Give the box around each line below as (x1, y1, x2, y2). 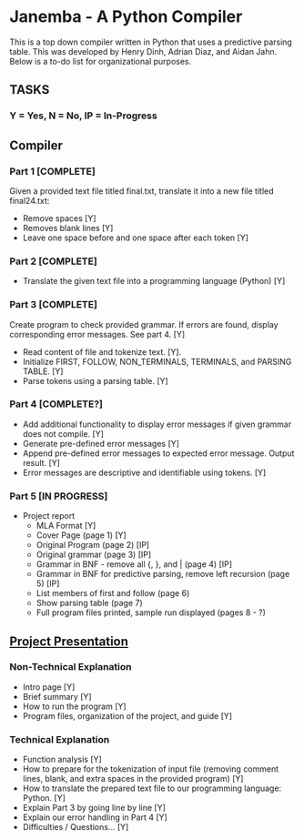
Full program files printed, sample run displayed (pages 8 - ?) (35, 607, 267, 618)
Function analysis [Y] (22, 754, 102, 765)
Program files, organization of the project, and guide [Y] (22, 710, 233, 721)
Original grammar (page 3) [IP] (35, 549, 152, 561)
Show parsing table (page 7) (35, 598, 143, 609)
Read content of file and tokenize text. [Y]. (22, 346, 182, 357)
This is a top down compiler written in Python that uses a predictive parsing (9, 36, 293, 47)
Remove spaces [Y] (22, 212, 97, 224)
